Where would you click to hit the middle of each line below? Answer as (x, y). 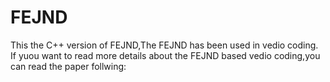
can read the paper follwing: (68, 66)
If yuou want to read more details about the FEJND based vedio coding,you (165, 55)
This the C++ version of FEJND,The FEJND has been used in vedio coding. (164, 45)
